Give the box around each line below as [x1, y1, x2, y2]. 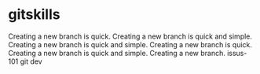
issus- [226, 48, 247, 57]
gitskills [8, 6, 60, 24]
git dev [20, 57, 42, 66]
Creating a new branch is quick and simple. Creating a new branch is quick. [8, 39, 253, 49]
